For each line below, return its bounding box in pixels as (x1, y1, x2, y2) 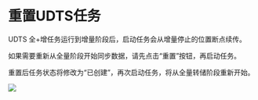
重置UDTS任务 (8, 7, 101, 25)
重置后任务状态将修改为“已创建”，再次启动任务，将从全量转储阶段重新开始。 (8, 67, 255, 77)
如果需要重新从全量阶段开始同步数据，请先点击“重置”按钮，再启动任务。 (8, 51, 242, 60)
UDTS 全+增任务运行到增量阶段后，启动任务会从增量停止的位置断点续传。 (8, 34, 247, 44)
